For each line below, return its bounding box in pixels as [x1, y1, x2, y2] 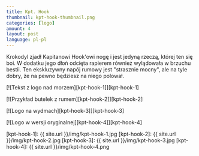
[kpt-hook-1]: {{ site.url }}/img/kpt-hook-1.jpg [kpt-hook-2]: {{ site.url [6, 130, 176, 137]
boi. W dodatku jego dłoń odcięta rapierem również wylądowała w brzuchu [6, 59, 191, 67]
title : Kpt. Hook [6, 8, 50, 15]
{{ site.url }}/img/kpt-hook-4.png [29, 143, 110, 150]
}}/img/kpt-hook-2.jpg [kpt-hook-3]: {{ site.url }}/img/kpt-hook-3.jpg [6, 137, 175, 144]
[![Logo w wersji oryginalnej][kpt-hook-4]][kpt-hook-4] [6, 119, 143, 126]
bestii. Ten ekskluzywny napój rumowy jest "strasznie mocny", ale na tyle [6, 66, 188, 73]
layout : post [6, 31, 39, 37]
